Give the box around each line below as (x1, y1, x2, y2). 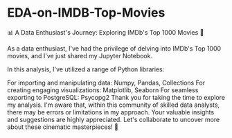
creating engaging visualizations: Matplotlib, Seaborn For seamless (7, 85, 199, 94)
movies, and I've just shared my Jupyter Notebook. (7, 51, 153, 60)
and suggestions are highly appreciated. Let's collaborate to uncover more (7, 115, 220, 123)
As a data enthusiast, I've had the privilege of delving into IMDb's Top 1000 (7, 44, 222, 53)
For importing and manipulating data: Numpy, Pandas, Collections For (7, 78, 206, 87)
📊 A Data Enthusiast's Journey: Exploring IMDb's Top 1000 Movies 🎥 (7, 28, 204, 36)
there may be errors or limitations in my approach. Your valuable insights (7, 107, 215, 116)
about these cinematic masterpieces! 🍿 (7, 123, 119, 131)
